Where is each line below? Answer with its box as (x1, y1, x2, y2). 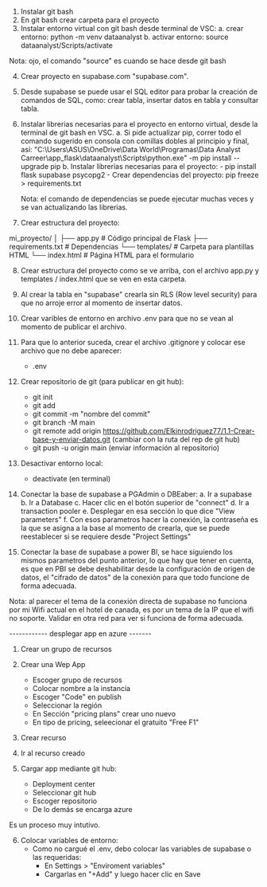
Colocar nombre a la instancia (32, 684, 130, 693)
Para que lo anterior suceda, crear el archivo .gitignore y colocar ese (20, 338, 246, 347)
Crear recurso (20, 733, 67, 742)
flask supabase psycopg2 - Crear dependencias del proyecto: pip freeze (20, 171, 259, 179)
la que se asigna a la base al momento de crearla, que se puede (20, 524, 230, 532)
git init (32, 392, 53, 402)
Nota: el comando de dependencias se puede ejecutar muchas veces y (20, 194, 254, 203)
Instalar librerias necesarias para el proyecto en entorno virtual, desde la (20, 120, 258, 128)
